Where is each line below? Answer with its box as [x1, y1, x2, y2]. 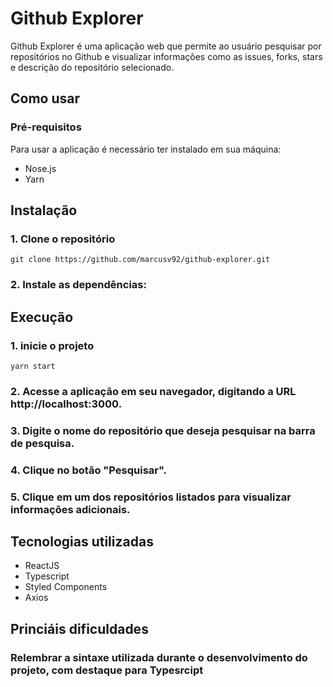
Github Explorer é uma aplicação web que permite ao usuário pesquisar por [10, 40, 322, 52]
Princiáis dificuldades [10, 620, 149, 637]
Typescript [24, 570, 70, 582]
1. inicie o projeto [10, 338, 95, 352]
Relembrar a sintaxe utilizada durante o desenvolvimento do [10, 650, 308, 664]
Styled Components [24, 581, 108, 593]
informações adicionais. [10, 502, 131, 516]
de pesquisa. [10, 436, 75, 450]
